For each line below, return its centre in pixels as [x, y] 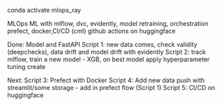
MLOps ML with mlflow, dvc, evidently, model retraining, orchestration [108, 23]
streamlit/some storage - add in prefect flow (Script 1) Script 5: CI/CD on [111, 88]
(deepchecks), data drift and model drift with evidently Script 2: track [106, 52]
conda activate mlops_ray [44, 10]
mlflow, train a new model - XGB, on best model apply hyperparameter [109, 59]
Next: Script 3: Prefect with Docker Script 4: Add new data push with [106, 80]
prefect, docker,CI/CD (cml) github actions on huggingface [91, 31]
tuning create [27, 67]
